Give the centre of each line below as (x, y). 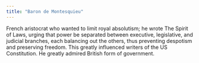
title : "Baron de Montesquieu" (45, 11)
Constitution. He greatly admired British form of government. (80, 53)
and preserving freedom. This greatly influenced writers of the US (87, 47)
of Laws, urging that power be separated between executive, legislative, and (99, 34)
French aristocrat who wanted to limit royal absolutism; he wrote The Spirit (97, 28)
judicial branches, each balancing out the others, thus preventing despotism (99, 41)
